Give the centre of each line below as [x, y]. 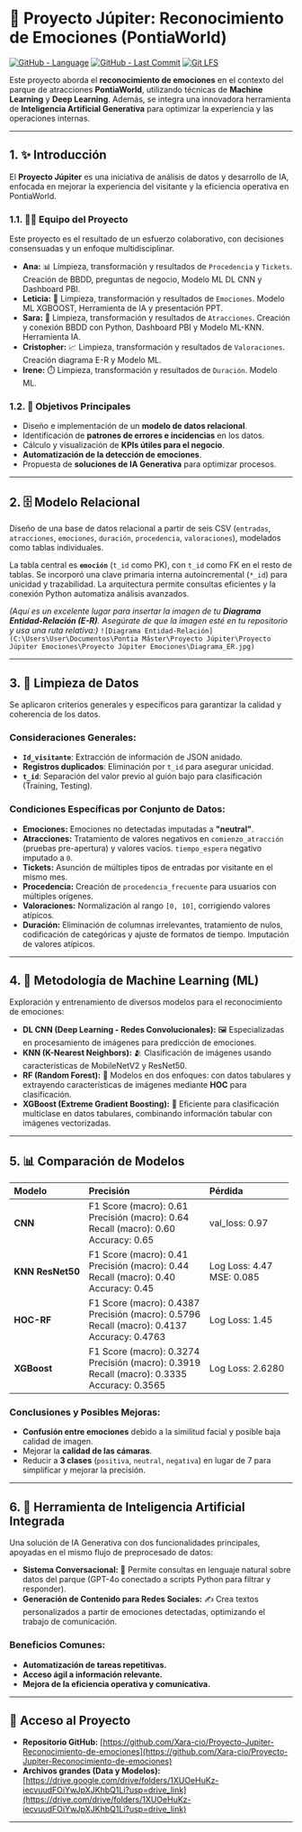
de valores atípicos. [59, 943]
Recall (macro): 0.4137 [138, 1326]
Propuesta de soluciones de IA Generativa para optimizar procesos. [149, 464]
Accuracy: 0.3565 [127, 1385]
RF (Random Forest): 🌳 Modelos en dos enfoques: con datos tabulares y [157, 1075]
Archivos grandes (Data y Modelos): [91, 1771]
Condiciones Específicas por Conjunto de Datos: [118, 809]
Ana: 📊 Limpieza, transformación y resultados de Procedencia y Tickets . [157, 267]
